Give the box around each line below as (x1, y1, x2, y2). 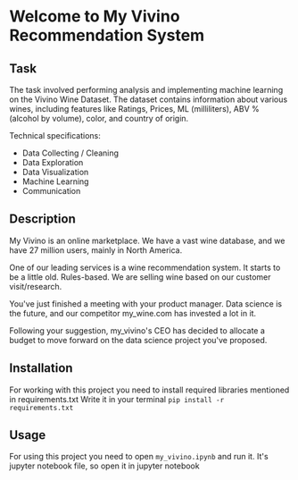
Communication (21, 186, 81, 196)
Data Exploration (21, 157, 84, 167)
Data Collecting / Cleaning (21, 147, 119, 158)
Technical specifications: (9, 131, 101, 140)
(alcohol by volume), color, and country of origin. (9, 114, 189, 123)
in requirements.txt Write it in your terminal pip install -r (9, 393, 225, 404)
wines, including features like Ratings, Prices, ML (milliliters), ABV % (9, 104, 261, 114)
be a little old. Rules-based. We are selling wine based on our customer (9, 271, 271, 282)
